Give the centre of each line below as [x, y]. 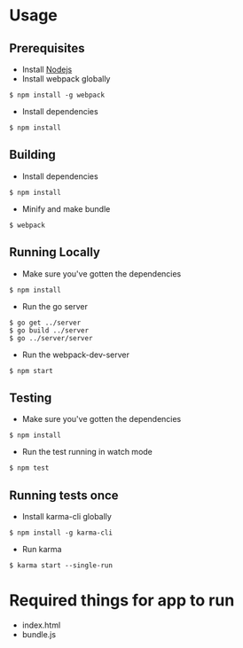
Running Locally [55, 252]
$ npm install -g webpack [57, 95]
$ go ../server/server [51, 338]
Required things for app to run [122, 601]
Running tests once [64, 495]
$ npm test [29, 468]
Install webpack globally [66, 79]
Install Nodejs [47, 69]
